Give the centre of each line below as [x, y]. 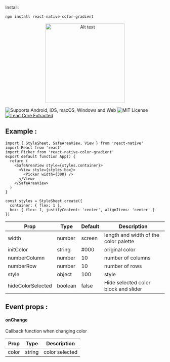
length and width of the [132, 235]
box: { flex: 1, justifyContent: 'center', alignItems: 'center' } [82, 210]
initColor [18, 249]
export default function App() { [40, 156]
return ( [19, 161]
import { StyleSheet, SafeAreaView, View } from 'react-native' [74, 143]
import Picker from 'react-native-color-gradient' [60, 152]
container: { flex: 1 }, [36, 205]
